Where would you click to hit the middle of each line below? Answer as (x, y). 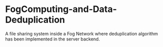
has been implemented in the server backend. (53, 39)
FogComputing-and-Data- (61, 9)
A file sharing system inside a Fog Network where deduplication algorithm (81, 33)
